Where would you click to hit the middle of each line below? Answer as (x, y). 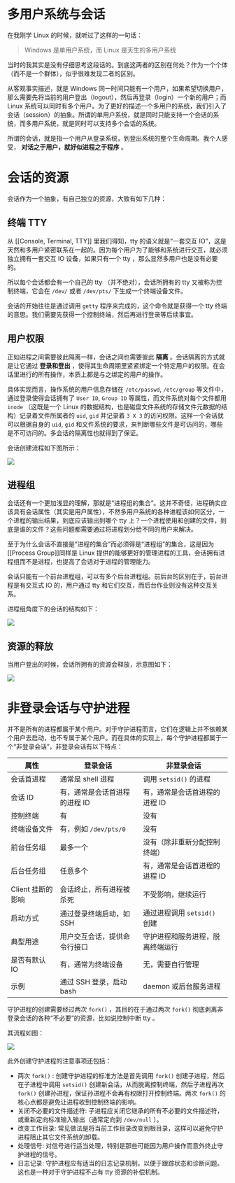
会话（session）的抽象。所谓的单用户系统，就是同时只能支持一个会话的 (110, 114)
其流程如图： (26, 1033)
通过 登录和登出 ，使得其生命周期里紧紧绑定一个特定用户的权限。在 (122, 365)
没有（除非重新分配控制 (181, 842)
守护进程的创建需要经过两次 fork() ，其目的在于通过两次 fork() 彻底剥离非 (115, 1010)
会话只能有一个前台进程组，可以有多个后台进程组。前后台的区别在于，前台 (114, 576)
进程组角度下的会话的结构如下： (53, 609)
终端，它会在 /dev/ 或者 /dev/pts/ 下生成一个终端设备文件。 (100, 290)
